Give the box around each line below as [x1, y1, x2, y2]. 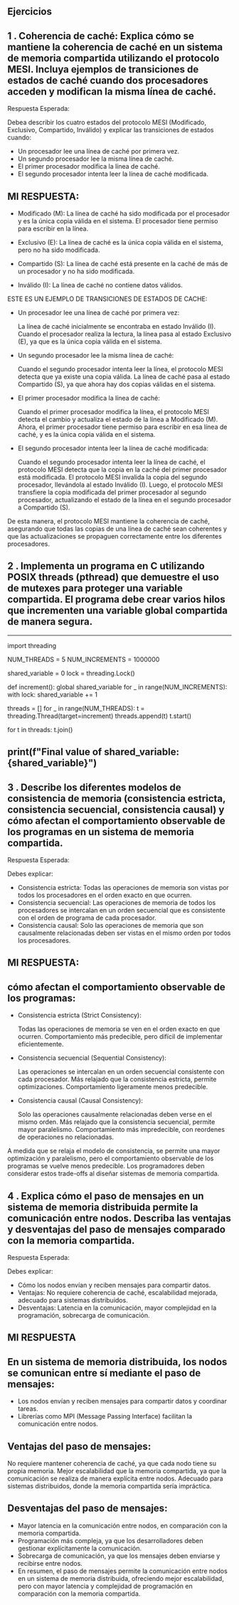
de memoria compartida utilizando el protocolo [7, 52, 220, 64]
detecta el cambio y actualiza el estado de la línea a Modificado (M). [17, 415, 218, 424]
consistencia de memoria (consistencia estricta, [7, 793, 226, 805]
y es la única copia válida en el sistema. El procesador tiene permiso [17, 217, 218, 226]
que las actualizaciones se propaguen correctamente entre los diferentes [7, 532, 222, 541]
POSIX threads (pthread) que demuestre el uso [7, 571, 219, 583]
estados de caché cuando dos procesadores [7, 74, 208, 86]
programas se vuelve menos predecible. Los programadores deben [7, 1162, 205, 1170]
